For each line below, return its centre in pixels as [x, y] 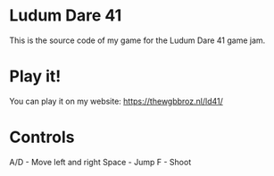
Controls [42, 137]
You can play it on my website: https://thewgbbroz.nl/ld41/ [116, 101]
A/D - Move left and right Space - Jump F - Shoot [100, 162]
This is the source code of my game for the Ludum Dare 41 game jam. [137, 40]
